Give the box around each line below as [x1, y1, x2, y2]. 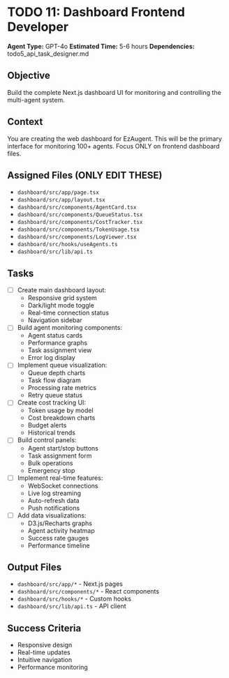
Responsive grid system [27, 294, 98, 302]
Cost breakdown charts [27, 414, 96, 422]
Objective [7, 70, 51, 82]
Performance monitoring [17, 663, 89, 672]
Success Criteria [7, 622, 82, 634]
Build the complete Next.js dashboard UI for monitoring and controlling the [7, 88, 221, 96]
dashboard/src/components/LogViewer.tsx [17, 234, 137, 241]
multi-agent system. [7, 96, 65, 104]
